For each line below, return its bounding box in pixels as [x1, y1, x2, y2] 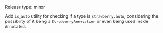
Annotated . [5, 23, 26, 29]
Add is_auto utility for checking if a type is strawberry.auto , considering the [5, 13, 159, 19]
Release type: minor [5, 4, 45, 10]
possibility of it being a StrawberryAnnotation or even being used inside [5, 19, 149, 24]
